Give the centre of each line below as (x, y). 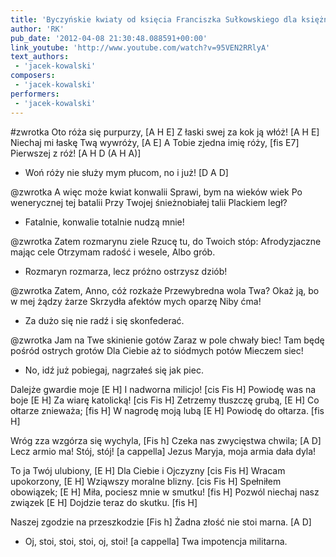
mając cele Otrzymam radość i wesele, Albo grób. (113, 252)
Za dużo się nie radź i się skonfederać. (104, 320)
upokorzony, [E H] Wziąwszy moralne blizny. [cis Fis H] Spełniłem (146, 481)
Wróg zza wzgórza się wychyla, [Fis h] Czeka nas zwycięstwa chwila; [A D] (166, 440)
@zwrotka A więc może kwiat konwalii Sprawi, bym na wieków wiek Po (156, 192)
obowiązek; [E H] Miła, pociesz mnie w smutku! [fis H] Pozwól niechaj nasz (165, 492)
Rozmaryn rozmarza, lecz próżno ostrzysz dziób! (126, 271)
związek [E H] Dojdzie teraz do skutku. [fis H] (104, 502)
